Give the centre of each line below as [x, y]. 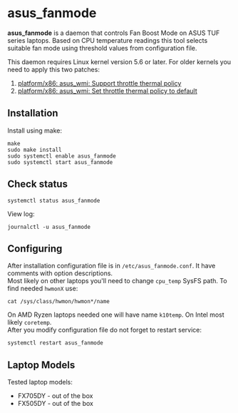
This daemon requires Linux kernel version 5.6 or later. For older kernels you [119, 61]
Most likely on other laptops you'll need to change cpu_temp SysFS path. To [117, 281]
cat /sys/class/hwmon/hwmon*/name [59, 302]
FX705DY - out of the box [55, 396]
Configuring [35, 249]
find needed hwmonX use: [43, 289]
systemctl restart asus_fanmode [55, 343]
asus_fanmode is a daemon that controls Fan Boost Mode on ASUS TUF [114, 33]
